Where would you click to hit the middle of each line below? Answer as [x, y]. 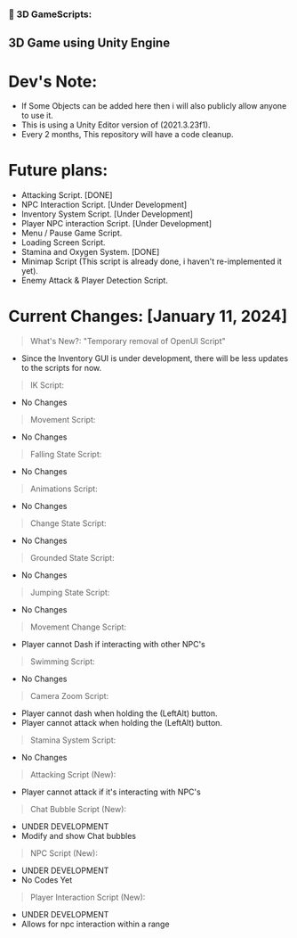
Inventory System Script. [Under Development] [107, 214]
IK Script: [47, 385]
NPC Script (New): [64, 853]
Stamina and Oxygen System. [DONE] [90, 252]
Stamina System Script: [73, 740]
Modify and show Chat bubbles [79, 836]
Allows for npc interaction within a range [95, 924]
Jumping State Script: [70, 593]
